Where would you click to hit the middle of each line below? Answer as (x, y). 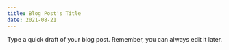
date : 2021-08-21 (32, 20)
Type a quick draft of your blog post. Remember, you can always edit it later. (115, 39)
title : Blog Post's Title (44, 13)
